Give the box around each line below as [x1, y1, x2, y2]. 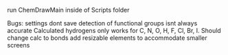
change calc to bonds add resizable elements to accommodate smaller [7, 34, 207, 42]
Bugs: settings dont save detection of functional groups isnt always [7, 19, 198, 27]
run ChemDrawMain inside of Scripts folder [7, 6, 130, 14]
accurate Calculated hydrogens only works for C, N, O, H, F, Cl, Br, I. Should [7, 27, 221, 34]
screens [7, 41, 30, 49]
